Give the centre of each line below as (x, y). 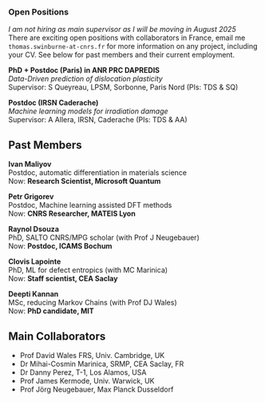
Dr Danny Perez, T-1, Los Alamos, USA (83, 372)
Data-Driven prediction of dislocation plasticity (86, 79)
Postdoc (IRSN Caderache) (53, 103)
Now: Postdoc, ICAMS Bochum (60, 246)
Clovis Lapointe (35, 261)
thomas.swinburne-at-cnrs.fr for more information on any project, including (133, 46)
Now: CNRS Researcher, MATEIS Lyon (72, 213)
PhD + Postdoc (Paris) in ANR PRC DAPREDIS (84, 70)
